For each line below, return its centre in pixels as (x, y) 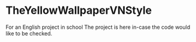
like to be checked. (29, 33)
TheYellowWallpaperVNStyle (79, 10)
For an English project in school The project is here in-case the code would (98, 27)
